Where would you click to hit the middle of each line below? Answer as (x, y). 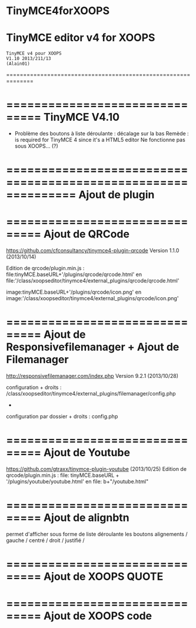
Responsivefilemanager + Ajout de (93, 347)
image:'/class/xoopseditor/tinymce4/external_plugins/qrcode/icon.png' (92, 298)
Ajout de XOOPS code (98, 616)
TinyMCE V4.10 (81, 117)
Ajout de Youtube (87, 453)
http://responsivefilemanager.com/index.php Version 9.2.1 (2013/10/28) (92, 376)
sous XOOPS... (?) (36, 146)
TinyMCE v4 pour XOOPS (34, 54)
